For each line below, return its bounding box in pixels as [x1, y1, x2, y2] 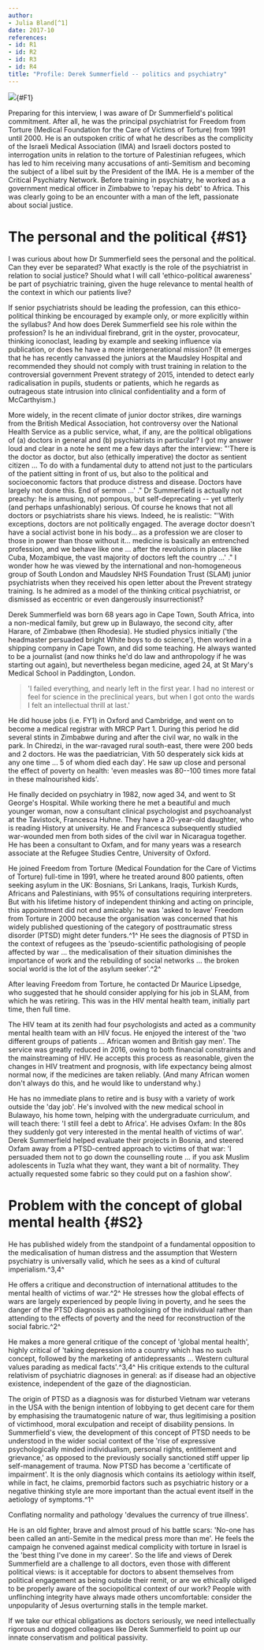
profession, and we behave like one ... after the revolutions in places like [8, 544, 243, 553]
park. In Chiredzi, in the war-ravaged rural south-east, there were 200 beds [8, 740, 254, 750]
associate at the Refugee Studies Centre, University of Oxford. [8, 848, 211, 858]
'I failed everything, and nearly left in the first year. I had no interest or [27, 683, 255, 693]
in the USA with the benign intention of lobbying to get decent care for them [8, 1402, 255, 1412]
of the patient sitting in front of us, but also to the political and [8, 468, 209, 478]
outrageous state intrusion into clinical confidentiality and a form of [8, 386, 226, 396]
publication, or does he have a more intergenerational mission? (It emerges [8, 345, 251, 354]
